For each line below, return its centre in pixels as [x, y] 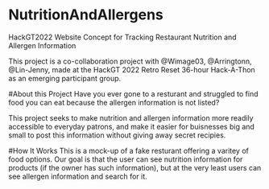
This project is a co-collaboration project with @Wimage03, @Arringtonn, [130, 61]
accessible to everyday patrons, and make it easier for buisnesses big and [132, 126]
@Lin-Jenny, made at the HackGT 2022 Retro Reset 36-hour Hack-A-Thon [132, 69]
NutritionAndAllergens [86, 15]
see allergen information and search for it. [78, 176]
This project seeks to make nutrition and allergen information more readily [131, 117]
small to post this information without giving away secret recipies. [117, 135]
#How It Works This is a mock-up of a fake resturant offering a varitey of [129, 150]
